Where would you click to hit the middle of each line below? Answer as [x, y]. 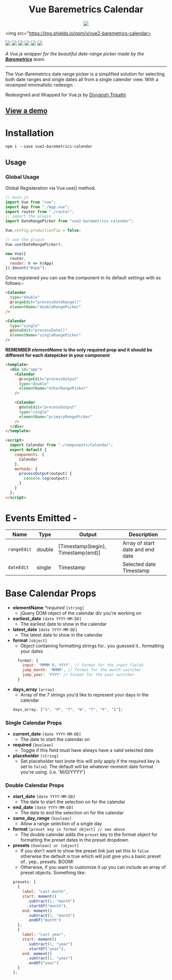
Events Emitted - [41, 518]
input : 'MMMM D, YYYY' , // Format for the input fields [83, 665]
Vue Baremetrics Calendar [86, 9]
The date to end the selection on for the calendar [72, 813]
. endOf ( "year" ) [43, 963]
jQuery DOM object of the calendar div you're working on [81, 613]
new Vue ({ [16, 254]
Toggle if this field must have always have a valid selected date [87, 750]
